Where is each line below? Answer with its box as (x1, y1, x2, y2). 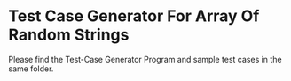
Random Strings (8, 25, 130, 45)
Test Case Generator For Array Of (8, 6, 260, 26)
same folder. (8, 63, 54, 74)
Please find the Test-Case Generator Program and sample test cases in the (8, 54, 282, 64)
